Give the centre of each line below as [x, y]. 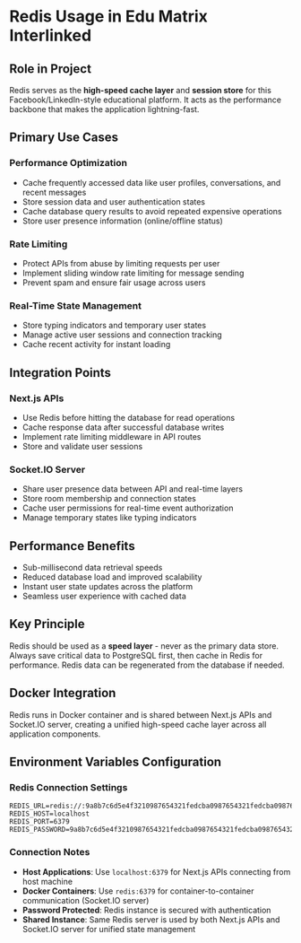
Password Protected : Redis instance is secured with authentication [146, 910]
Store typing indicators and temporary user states [114, 326]
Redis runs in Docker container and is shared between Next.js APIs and [141, 714]
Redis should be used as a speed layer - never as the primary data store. [144, 646]
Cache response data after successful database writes [123, 427]
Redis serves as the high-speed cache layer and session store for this [140, 90]
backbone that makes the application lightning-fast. [104, 109]
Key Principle [47, 624]
